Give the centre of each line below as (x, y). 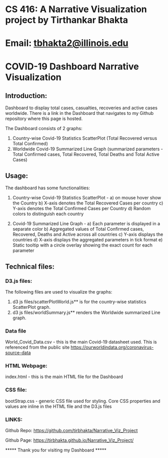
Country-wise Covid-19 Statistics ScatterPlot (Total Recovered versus (85, 138)
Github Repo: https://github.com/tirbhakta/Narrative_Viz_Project (71, 431)
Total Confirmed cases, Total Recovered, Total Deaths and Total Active (86, 154)
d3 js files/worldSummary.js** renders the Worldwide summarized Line (86, 312)
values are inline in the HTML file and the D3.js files (59, 406)
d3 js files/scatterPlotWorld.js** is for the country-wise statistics (79, 302)
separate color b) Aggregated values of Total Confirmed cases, (78, 229)
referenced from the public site (37, 347)
